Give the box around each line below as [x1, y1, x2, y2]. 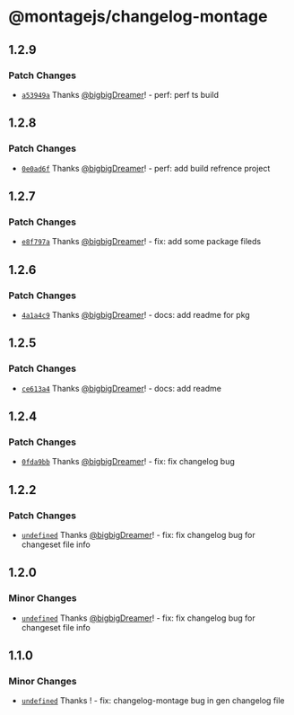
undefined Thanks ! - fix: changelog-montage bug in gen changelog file [21, 695, 285, 706]
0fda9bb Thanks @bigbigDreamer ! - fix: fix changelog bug [21, 456, 235, 467]
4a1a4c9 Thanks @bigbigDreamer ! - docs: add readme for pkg [21, 309, 250, 320]
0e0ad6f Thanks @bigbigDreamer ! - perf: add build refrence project [21, 163, 271, 173]
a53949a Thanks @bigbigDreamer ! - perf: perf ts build [21, 89, 219, 100]
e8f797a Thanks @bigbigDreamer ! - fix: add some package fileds [21, 236, 262, 247]
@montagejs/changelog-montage [8, 6, 268, 27]
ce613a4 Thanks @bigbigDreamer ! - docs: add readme [21, 383, 221, 393]
